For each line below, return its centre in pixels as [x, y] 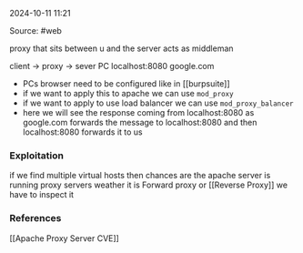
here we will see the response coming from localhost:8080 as [138, 112]
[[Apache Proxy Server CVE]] [65, 238]
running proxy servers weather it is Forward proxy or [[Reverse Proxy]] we [149, 185]
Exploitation [36, 156]
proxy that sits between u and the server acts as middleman [121, 48]
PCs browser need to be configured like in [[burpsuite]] [126, 84]
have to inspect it [42, 195]
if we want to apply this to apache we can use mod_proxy [128, 93]
